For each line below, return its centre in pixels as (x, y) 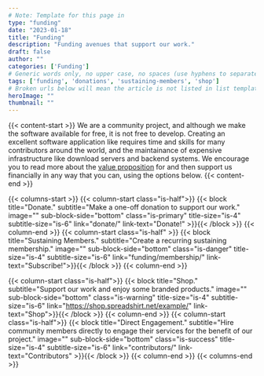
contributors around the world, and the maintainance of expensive (115, 151)
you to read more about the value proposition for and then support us (120, 167)
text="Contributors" (40, 356)
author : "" (26, 60)
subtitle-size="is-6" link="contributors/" (112, 348)
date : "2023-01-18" (40, 30)
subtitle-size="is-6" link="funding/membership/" (126, 257)
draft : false (29, 52)
